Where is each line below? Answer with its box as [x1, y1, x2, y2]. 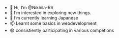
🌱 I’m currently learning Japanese [9, 15, 79, 20]
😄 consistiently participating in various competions [9, 27, 114, 33]
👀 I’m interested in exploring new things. [9, 10, 91, 16]
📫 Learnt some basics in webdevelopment [9, 20, 97, 26]
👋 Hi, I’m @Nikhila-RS [9, 5, 54, 10]
